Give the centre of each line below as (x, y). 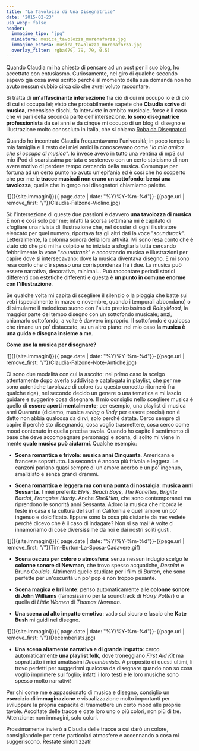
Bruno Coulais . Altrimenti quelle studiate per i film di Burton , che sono (100, 572)
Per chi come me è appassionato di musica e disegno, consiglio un (88, 692)
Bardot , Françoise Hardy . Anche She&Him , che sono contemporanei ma (103, 498)
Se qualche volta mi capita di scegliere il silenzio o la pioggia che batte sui (97, 295)
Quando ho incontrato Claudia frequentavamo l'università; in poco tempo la (98, 141)
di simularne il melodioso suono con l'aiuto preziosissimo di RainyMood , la (97, 308)
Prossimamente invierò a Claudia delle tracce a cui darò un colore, (87, 729)
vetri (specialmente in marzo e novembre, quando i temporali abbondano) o (99, 301)
